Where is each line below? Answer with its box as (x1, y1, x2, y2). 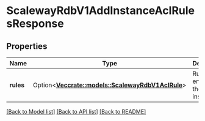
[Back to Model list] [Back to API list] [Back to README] (6, 108, 146, 115)
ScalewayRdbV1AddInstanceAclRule (6, 4, 195, 18)
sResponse (6, 16, 64, 31)
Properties (6, 41, 48, 51)
